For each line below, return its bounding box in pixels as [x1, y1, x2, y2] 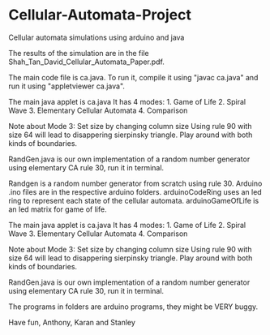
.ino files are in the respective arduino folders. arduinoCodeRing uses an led [8, 187, 262, 196]
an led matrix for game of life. [8, 204, 107, 214]
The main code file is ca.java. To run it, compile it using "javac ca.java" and [8, 72, 259, 82]
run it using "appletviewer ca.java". [8, 81, 126, 91]
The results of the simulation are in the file [8, 48, 149, 58]
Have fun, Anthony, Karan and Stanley [8, 317, 136, 327]
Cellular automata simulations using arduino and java [8, 32, 185, 42]
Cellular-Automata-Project [8, 6, 192, 24]
